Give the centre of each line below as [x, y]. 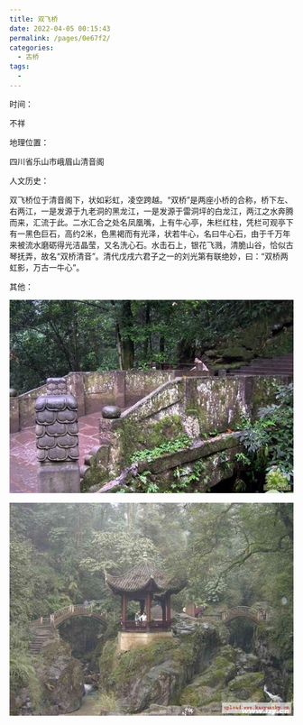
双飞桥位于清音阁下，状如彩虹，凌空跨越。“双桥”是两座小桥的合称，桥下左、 [151, 199]
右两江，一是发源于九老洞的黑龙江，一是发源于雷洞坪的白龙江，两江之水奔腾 [151, 211]
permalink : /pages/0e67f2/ [60, 38]
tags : [19, 67]
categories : [32, 48]
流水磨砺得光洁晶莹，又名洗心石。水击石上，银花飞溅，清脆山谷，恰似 [155, 244]
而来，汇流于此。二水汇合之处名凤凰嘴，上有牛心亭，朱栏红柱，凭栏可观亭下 [151, 222]
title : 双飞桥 [34, 19]
